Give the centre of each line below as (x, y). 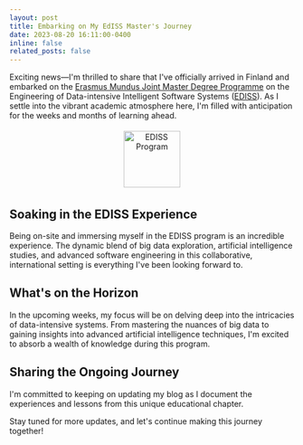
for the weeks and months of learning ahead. (93, 116)
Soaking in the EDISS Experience (104, 214)
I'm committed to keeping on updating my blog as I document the (131, 393)
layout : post (34, 18)
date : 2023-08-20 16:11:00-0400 (70, 34)
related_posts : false (50, 52)
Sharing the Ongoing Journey (95, 372)
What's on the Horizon (74, 294)
